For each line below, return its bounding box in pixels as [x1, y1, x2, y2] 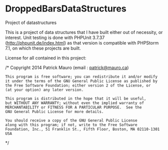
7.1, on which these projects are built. [5, 45, 81, 51]
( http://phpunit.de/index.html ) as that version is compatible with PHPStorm [5, 39, 159, 45]
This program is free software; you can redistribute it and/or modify [5, 74, 157, 79]
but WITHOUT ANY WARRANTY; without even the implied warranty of [5, 100, 144, 105]
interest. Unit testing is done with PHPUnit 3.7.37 [5, 34, 105, 40]
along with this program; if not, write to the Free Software [5, 122, 137, 127]
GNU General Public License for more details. [5, 109, 104, 114]
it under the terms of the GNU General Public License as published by [5, 78, 157, 83]
